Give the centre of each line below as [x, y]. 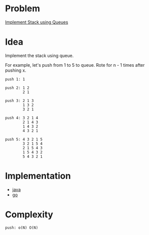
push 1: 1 [15, 79]
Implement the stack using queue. [39, 55]
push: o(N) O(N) [22, 228]
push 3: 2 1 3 [20, 101]
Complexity [29, 214]
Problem [23, 9]
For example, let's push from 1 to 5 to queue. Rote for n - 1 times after [75, 65]
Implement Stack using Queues [37, 22]
